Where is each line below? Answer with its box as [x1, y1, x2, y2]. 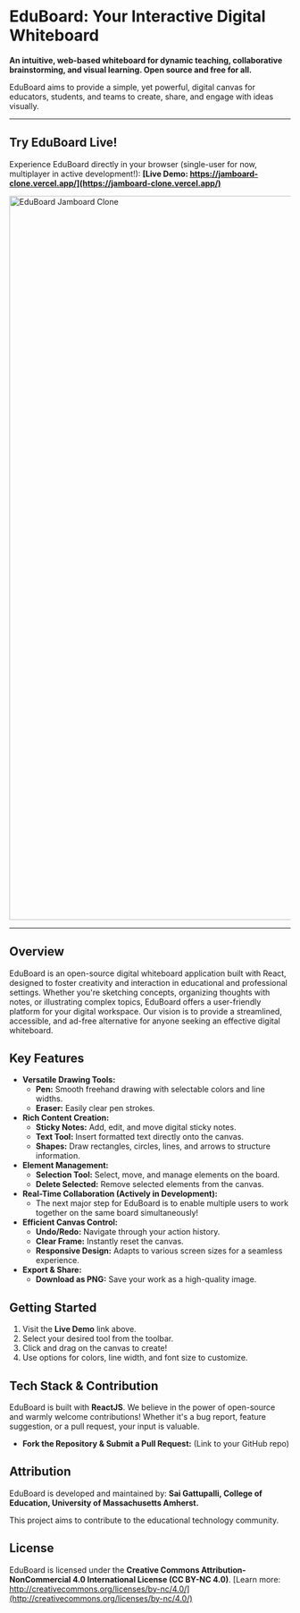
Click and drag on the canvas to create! [21, 1343, 168, 1354]
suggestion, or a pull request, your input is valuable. [9, 1421, 200, 1431]
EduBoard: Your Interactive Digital [9, 6, 266, 27]
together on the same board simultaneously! [35, 1208, 199, 1218]
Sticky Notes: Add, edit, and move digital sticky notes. [35, 1122, 237, 1133]
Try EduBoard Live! [9, 135, 118, 150]
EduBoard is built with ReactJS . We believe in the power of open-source [9, 1402, 276, 1413]
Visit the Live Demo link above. [21, 1324, 137, 1335]
